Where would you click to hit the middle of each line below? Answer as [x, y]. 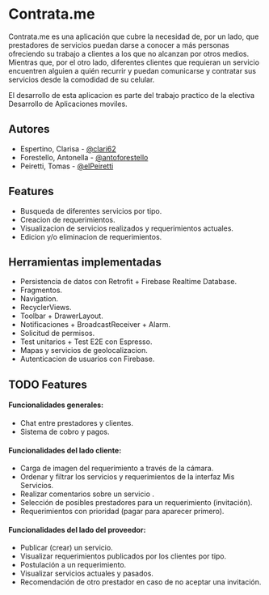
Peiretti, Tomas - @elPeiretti [67, 166]
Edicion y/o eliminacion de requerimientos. [91, 236]
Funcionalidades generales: [56, 405]
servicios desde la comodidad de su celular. [82, 79]
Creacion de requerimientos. [67, 219]
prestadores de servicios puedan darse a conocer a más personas [119, 45]
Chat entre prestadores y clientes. [77, 423]
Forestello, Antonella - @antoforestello [84, 157]
